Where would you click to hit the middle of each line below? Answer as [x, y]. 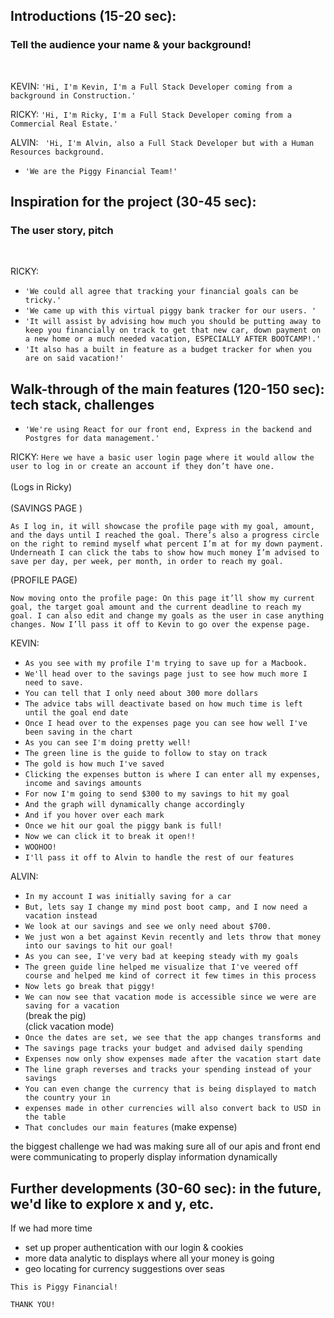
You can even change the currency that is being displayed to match [170, 1089]
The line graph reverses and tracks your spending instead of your [168, 1070]
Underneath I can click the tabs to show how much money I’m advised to [165, 553]
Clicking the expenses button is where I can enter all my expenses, [173, 775]
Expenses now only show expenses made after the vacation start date [173, 1059]
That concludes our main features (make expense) [131, 1127]
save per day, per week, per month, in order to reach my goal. [147, 562]
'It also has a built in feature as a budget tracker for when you [168, 350]
